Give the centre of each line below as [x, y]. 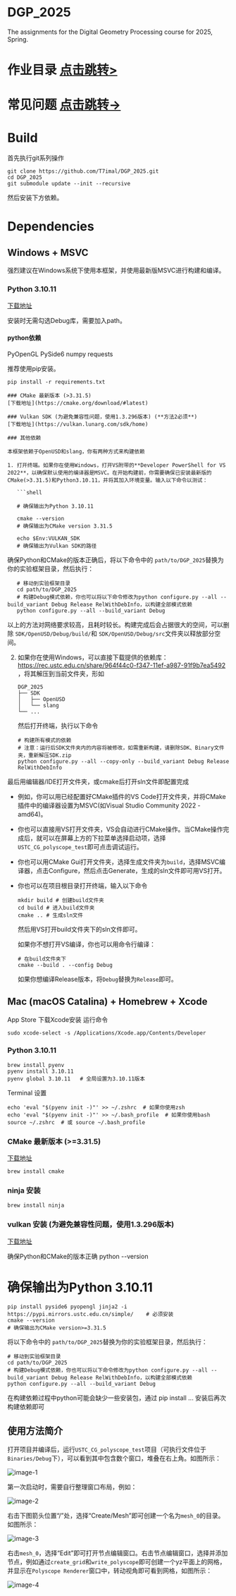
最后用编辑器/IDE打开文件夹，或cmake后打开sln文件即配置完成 [98, 781]
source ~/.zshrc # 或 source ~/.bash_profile [76, 1122]
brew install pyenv [36, 1065]
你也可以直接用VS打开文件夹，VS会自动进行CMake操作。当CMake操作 [120, 829]
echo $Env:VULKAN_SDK [48, 538]
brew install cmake [36, 1171]
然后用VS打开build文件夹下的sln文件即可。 [79, 929]
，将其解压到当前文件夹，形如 [61, 674]
